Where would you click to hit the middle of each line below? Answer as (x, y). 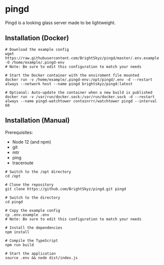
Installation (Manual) (38, 121)
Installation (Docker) (37, 38)
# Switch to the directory (33, 198)
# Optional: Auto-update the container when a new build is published (79, 92)
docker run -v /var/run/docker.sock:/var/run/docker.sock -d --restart (80, 97)
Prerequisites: (19, 132)
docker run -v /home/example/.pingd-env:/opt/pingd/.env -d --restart (79, 80)
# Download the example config (37, 49)
